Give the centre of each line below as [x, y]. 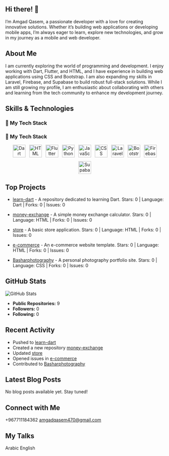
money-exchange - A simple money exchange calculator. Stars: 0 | [82, 215]
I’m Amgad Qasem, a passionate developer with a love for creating [74, 21]
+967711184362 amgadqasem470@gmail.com [53, 420]
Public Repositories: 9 [36, 303]
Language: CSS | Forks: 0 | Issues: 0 [50, 266]
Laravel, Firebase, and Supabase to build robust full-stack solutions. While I [84, 82]
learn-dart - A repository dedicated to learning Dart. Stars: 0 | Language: [88, 199]
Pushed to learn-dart [34, 342]
